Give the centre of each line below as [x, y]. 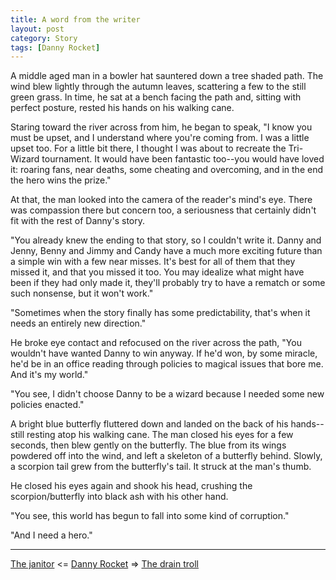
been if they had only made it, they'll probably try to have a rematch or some [168, 283]
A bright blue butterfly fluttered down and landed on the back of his [149, 424]
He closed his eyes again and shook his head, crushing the [131, 486]
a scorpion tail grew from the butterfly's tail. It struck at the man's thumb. [161, 467]
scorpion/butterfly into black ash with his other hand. [119, 497]
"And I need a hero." [51, 535]
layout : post [37, 29]
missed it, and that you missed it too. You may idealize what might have [157, 272]
